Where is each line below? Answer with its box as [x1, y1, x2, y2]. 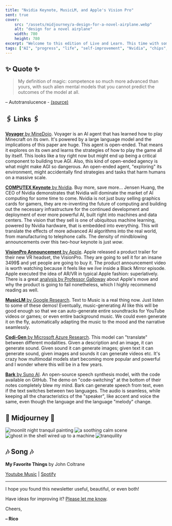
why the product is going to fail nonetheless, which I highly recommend [5, 282, 156, 288]
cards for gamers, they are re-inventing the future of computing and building [5, 201, 167, 207]
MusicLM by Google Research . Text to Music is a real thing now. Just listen [5, 297, 164, 303]
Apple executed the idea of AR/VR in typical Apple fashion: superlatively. [5, 270, 159, 277]
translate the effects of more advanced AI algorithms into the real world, [5, 228, 157, 234]
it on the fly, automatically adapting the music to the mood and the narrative [5, 319, 165, 325]
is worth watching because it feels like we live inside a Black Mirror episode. [5, 265, 166, 271]
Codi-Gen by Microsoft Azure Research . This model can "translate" [5, 334, 147, 340]
